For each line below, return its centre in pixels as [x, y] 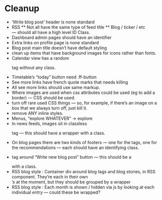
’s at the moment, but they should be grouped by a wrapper [71, 182]
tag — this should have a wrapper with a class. [58, 133]
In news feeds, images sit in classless [49, 123]
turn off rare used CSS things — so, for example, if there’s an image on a [84, 103]
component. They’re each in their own [50, 177]
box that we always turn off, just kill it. [49, 108]
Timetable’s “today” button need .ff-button [54, 77]
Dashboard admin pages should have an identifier [62, 37]
